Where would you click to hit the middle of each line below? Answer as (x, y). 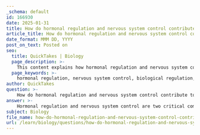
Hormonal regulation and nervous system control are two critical (101, 106)
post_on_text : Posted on (37, 45)
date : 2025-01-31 (28, 23)
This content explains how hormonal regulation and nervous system (102, 67)
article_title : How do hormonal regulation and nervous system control (97, 34)
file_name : (20, 117)
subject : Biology (28, 112)
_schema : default (28, 12)
